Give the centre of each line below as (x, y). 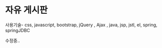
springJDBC (18, 30)
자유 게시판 (26, 10)
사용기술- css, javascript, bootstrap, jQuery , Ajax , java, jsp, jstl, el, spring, (81, 25)
